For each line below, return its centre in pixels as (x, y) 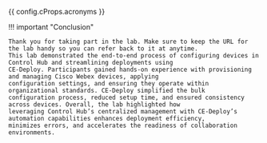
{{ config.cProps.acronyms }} (57, 12)
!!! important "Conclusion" (51, 27)
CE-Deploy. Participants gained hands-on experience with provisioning (130, 70)
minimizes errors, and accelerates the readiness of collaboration (123, 125)
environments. (32, 133)
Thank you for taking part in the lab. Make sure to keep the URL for (128, 42)
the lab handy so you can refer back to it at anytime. (103, 49)
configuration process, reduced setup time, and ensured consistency (127, 97)
